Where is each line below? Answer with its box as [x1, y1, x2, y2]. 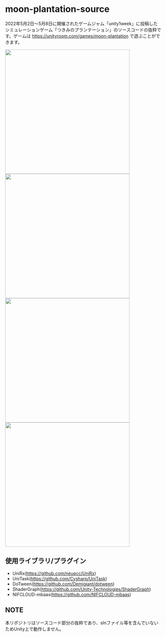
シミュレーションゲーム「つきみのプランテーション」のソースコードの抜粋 [5, 26, 158, 33]
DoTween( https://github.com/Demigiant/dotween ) [12, 581, 115, 587]
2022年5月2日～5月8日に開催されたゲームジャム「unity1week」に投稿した [5, 20, 158, 26]
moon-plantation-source [5, 3, 110, 15]
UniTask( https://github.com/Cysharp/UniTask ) [12, 575, 107, 581]
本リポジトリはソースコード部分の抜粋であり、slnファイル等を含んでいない [5, 620, 159, 626]
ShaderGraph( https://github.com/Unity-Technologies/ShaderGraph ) [12, 586, 152, 592]
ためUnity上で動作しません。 [5, 626, 64, 632]
